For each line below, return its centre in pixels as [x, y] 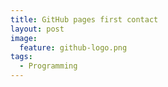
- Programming [48, 66]
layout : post [37, 29]
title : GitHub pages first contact [84, 19]
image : [24, 38]
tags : [21, 57]
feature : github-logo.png [73, 47]
